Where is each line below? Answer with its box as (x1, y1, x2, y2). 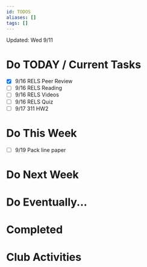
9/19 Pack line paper (14, 146, 66, 154)
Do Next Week (6, 168, 80, 181)
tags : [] (6, 20, 28, 26)
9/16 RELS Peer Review (14, 78, 73, 85)
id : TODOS (6, 8, 31, 15)
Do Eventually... (6, 195, 87, 209)
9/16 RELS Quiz (14, 98, 54, 105)
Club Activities (6, 251, 82, 264)
